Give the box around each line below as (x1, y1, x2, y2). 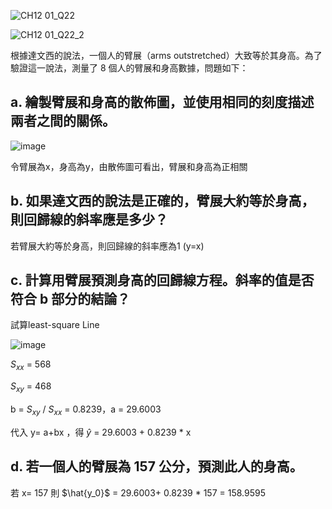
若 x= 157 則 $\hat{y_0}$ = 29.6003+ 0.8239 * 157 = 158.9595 (10, 486, 266, 499)
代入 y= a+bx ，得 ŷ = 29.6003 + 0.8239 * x (10, 426, 192, 438)
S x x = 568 (10, 358, 52, 373)
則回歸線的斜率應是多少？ (10, 211, 168, 229)
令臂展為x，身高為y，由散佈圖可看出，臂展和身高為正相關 (10, 160, 248, 172)
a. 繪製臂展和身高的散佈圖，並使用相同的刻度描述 (10, 94, 315, 111)
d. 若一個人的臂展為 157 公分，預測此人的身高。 (10, 458, 303, 475)
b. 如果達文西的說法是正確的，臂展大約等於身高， (10, 193, 315, 210)
